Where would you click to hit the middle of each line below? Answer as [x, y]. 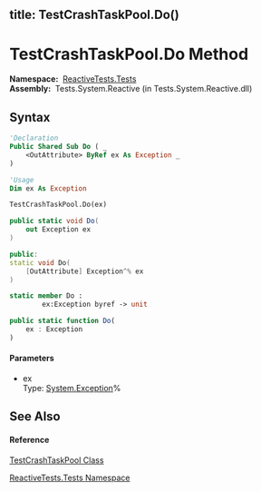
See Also [35, 417]
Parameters [32, 359]
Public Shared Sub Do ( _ [58, 147]
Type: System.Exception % [72, 388]
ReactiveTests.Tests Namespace [70, 477]
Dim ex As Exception [48, 188]
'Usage [22, 180]
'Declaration [34, 138]
